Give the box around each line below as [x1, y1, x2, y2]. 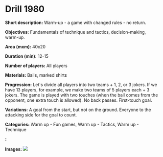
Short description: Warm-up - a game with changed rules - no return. [5, 20, 146, 25]
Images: [5, 146, 22, 152]
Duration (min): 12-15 [5, 53, 49, 59]
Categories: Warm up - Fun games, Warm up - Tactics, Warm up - [5, 121, 139, 127]
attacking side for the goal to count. [5, 112, 77, 118]
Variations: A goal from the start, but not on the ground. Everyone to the [5, 107, 151, 112]
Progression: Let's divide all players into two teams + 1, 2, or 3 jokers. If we [5, 82, 158, 88]
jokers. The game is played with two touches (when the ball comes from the [5, 92, 158, 98]
